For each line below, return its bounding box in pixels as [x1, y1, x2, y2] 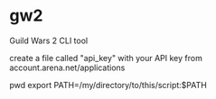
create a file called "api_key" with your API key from [9, 52, 203, 63]
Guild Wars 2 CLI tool [9, 35, 89, 46]
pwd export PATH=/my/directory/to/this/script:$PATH [9, 79, 208, 90]
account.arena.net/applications [9, 62, 126, 73]
